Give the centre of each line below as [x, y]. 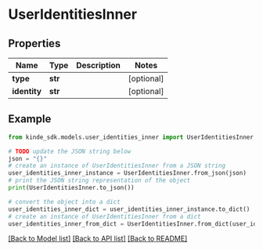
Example [30, 119]
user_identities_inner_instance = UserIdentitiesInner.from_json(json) [127, 173]
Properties [34, 43]
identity [27, 91]
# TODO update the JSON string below [70, 151]
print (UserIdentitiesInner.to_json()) [71, 188]
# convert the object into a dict [65, 201]
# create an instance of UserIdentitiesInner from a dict [104, 216]
